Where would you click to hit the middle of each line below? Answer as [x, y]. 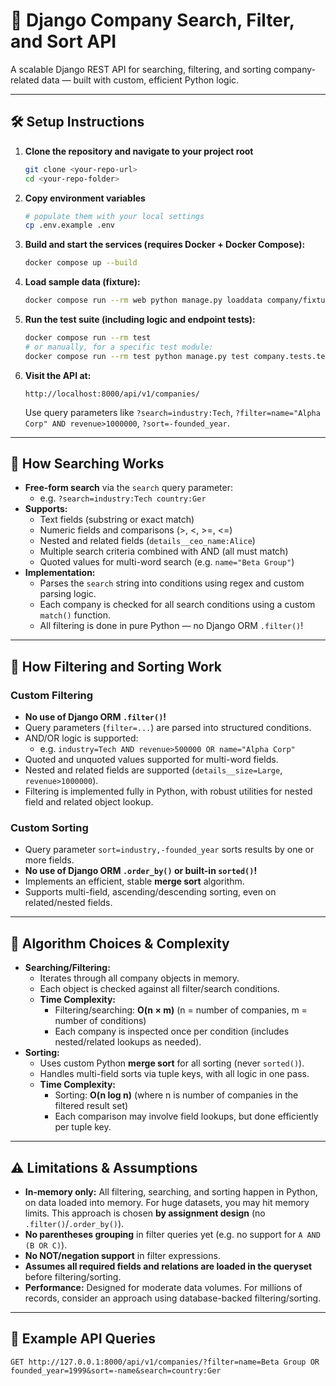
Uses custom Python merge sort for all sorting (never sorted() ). [172, 1063]
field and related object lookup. [89, 802]
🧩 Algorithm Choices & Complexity [120, 943]
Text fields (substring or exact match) [117, 520]
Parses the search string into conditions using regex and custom [172, 583]
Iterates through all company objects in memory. [139, 978]
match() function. [75, 615]
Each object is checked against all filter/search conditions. [159, 989]
